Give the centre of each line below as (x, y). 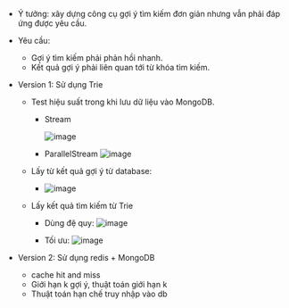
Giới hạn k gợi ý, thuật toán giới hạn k (99, 284)
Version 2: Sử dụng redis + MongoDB (86, 258)
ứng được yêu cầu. (52, 23)
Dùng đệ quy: (69, 223)
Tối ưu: (57, 240)
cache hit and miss (66, 275)
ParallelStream (71, 154)
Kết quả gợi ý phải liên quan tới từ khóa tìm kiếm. (120, 67)
